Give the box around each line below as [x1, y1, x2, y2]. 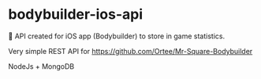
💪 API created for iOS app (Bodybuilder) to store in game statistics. [8, 31, 226, 41]
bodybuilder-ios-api [8, 5, 144, 23]
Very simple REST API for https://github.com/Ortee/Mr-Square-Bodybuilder [8, 46, 253, 56]
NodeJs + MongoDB [8, 61, 75, 71]
